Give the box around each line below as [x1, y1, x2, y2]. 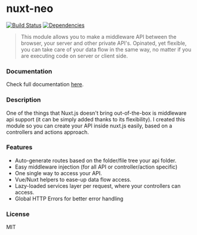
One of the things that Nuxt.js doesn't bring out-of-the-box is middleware [6, 109, 187, 117]
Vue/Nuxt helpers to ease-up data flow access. [14, 176, 131, 183]
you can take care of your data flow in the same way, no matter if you [20, 45, 192, 53]
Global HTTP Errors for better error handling [14, 195, 124, 202]
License [6, 210, 30, 218]
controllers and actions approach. [6, 128, 90, 136]
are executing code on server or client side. [20, 52, 128, 59]
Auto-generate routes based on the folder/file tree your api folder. [14, 157, 177, 164]
